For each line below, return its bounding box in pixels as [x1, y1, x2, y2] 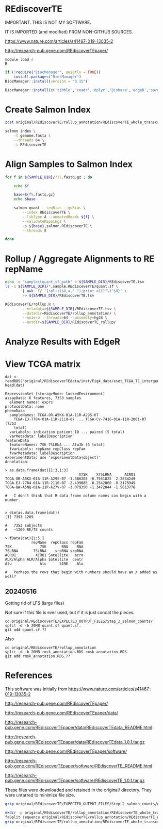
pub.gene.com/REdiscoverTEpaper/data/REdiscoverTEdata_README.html [5, 725, 153, 730]
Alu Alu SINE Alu [5, 562, 83, 566]
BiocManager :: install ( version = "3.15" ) [5, 79, 88, 83]
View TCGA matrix [5, 358, 81, 369]
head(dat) [5, 383, 25, 388]
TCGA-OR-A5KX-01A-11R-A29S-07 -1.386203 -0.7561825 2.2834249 [5, 477, 136, 481]
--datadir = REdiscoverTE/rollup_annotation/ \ [22, 311, 116, 316]
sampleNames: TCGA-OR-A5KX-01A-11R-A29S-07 [9, 413, 98, 418]
